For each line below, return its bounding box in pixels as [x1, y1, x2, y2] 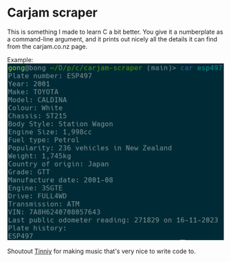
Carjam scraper [7, 5, 98, 21]
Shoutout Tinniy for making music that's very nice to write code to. [7, 247, 196, 255]
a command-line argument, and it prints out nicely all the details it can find [7, 34, 218, 43]
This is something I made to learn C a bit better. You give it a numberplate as [7, 28, 223, 36]
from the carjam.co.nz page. [7, 42, 88, 50]
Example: [7, 55, 34, 63]
